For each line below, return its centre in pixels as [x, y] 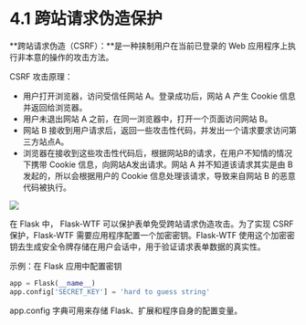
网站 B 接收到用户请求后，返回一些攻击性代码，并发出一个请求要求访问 [156, 130]
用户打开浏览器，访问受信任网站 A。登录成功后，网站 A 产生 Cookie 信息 [159, 96]
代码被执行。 [47, 187]
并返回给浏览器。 [55, 107]
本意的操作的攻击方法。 [69, 57]
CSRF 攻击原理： [41, 76]
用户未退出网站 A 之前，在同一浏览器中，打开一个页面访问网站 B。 [148, 119]
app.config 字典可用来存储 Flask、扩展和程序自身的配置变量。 [126, 310]
